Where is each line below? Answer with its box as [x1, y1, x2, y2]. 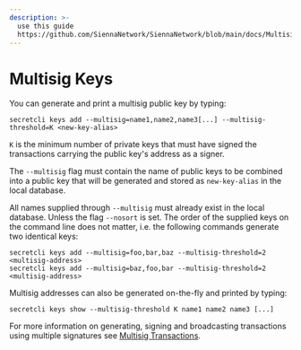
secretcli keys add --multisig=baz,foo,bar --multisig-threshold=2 [9, 264, 267, 274]
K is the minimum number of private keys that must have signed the [9, 139, 257, 150]
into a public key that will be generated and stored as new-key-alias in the [9, 176, 282, 187]
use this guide [17, 22, 74, 31]
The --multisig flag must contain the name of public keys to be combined [9, 166, 283, 177]
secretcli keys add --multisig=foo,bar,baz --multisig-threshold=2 [9, 249, 267, 258]
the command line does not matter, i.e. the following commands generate [9, 222, 279, 232]
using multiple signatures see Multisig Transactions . [9, 330, 202, 341]
